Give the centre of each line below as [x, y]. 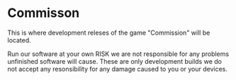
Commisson [44, 13]
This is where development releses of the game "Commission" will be [109, 33]
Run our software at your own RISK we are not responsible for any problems [118, 54]
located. [19, 40]
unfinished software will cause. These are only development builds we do [114, 61]
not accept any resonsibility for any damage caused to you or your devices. [118, 69]
